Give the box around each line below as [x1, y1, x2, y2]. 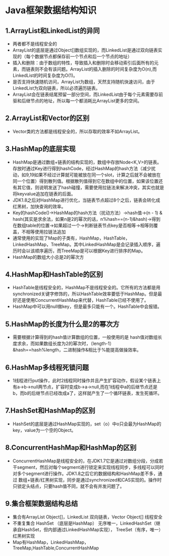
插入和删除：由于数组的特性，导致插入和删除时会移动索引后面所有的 [12, 60, 154, 66]
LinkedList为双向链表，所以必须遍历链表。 [12, 85, 100, 91]
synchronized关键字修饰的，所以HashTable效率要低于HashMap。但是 [12, 291, 158, 297]
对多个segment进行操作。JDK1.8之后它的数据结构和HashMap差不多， [12, 470, 158, 476]
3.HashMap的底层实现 [5, 145, 76, 153]
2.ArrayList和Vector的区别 [5, 114, 90, 123]
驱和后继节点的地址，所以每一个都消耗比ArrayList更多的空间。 [12, 98, 142, 104]
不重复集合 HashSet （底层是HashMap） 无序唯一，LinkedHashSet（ [12, 520, 156, 526]
